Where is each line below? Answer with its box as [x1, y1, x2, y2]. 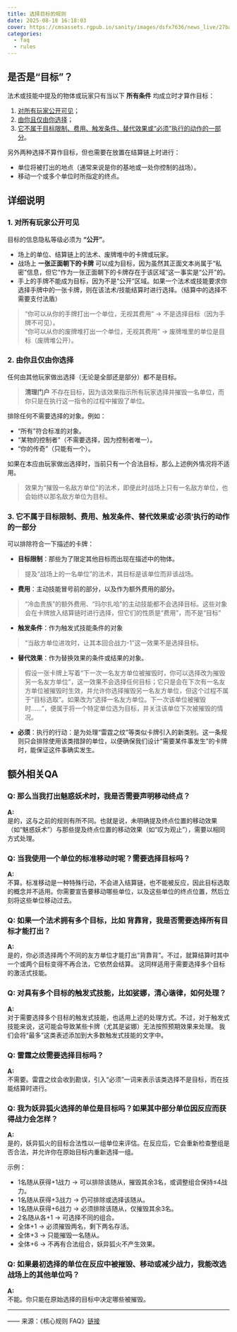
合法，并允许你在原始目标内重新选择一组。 [13, 1148, 138, 1156]
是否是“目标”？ [7, 71, 73, 84]
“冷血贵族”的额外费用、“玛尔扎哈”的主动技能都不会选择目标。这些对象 [24, 599, 228, 609]
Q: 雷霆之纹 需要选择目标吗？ [7, 1050, 104, 1060]
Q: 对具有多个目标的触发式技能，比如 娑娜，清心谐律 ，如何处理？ [7, 988, 227, 998]
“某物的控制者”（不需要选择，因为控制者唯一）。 [17, 435, 157, 444]
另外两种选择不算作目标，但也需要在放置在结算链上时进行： [7, 148, 181, 156]
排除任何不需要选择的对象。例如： [7, 411, 107, 420]
